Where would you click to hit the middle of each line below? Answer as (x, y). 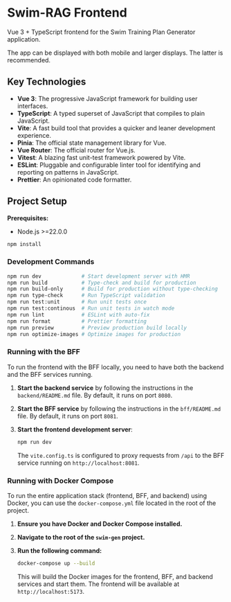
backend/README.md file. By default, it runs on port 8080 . (95, 395)
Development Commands (51, 262)
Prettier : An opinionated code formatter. (74, 179)
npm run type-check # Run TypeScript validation (86, 296)
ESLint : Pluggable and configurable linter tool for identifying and (109, 165)
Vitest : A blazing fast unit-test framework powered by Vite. (101, 157)
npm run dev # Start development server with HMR (99, 276)
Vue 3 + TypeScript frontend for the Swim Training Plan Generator (101, 32)
